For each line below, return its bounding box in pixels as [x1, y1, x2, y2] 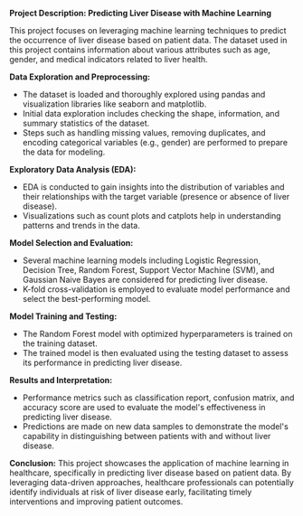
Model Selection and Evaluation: [9, 238, 134, 248]
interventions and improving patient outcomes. [9, 496, 184, 507]
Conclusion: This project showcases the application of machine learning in [9, 458, 289, 468]
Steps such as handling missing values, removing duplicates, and [22, 127, 266, 138]
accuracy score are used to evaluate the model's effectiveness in [22, 402, 266, 412]
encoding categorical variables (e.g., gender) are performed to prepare [22, 137, 288, 147]
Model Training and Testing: [9, 311, 118, 322]
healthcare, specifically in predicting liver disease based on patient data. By [9, 467, 292, 478]
